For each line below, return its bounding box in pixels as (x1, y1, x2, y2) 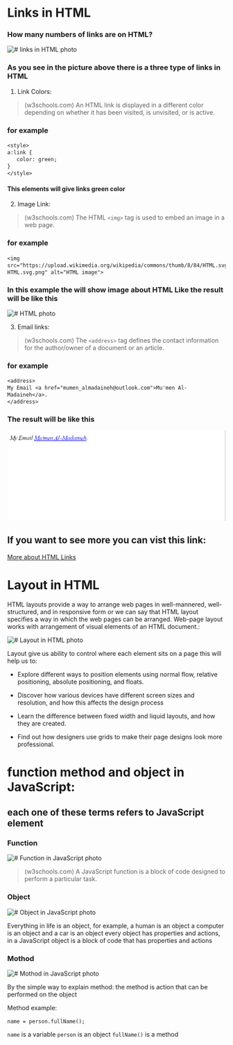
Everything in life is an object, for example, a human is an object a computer (7, 921, 224, 930)
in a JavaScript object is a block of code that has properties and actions (7, 936, 213, 944)
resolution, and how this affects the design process (17, 698, 164, 707)
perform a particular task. (24, 875, 98, 883)
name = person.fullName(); (7, 1018, 85, 1025)
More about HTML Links (7, 552, 76, 561)
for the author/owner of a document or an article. (24, 343, 164, 352)
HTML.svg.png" (7, 269, 49, 276)
